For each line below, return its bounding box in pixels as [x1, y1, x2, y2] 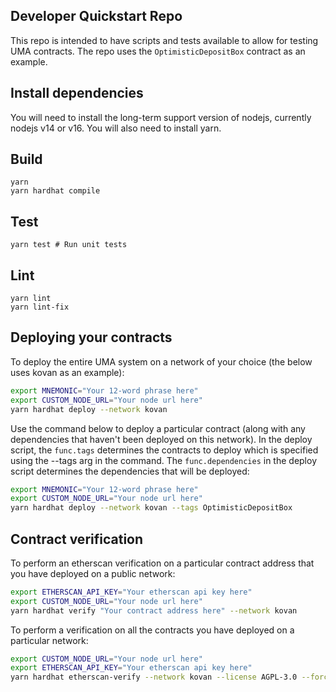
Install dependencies [10, 85, 144, 102]
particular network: [10, 634, 89, 646]
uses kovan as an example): [10, 366, 125, 378]
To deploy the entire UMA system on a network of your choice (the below [10, 355, 313, 368]
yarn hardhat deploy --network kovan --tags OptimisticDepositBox [10, 503, 293, 513]
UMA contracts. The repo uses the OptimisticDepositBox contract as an [10, 45, 306, 57]
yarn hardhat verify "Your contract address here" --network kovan [10, 605, 298, 616]
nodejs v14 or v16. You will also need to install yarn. [10, 122, 222, 134]
